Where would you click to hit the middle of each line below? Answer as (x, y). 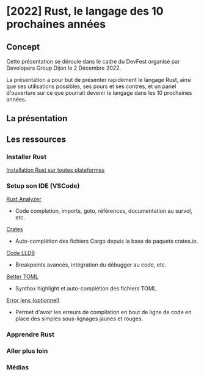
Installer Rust (27, 157)
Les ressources (36, 139)
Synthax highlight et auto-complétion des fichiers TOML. (86, 289)
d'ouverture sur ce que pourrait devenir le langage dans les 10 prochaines (99, 93)
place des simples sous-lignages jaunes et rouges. (79, 319)
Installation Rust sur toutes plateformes (56, 170)
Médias (18, 367)
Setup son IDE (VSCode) (43, 186)
